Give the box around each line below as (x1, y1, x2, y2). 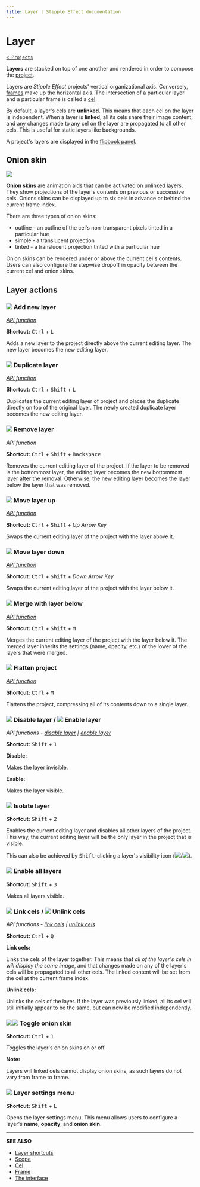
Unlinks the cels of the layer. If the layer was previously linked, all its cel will (6, 998, 192, 1005)
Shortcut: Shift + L (6, 1102, 57, 1109)
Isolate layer (13, 802, 50, 810)
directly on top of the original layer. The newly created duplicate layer (6, 404, 177, 411)
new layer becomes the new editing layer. (6, 346, 108, 353)
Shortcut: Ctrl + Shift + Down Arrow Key (6, 573, 114, 580)
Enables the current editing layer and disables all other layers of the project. (6, 827, 192, 834)
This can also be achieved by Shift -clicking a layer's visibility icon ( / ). (6, 852, 192, 859)
